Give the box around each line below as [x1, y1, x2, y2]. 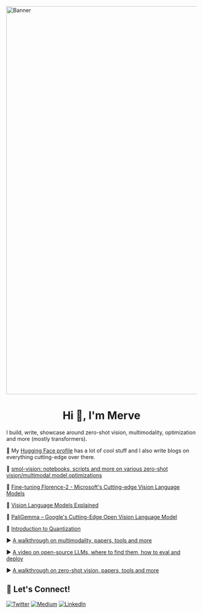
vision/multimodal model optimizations [6, 471, 103, 478]
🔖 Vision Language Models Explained [6, 501, 98, 509]
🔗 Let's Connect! [6, 585, 71, 595]
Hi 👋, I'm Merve [62, 409, 141, 423]
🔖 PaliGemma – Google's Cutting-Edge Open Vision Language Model [6, 513, 178, 520]
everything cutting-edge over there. [6, 453, 95, 460]
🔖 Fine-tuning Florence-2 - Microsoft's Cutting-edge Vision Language [6, 483, 180, 491]
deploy [6, 555, 24, 562]
